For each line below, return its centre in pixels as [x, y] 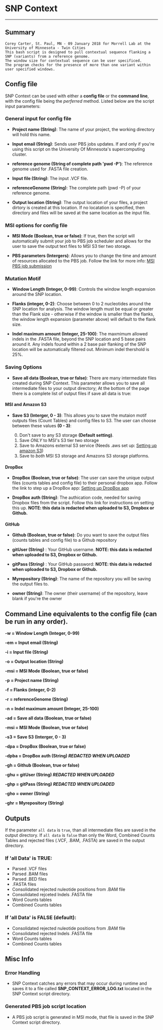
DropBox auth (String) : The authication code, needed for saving [76, 497]
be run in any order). [36, 621]
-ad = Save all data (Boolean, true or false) [48, 718]
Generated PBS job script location [46, 1007]
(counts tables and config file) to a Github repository [65, 540]
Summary [20, 32]
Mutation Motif [23, 279]
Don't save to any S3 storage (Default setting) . [66, 435]
